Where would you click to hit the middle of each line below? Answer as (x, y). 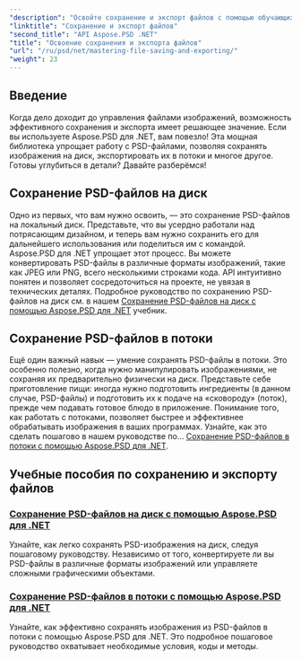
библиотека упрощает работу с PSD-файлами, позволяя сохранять (138, 145)
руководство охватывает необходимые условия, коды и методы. (134, 647)
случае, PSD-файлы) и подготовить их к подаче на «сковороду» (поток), (148, 398)
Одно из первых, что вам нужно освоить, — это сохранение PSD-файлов (150, 215)
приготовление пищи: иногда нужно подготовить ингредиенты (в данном (150, 389)
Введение (39, 96)
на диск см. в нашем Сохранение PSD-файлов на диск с (148, 301)
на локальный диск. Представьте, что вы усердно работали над (132, 224)
